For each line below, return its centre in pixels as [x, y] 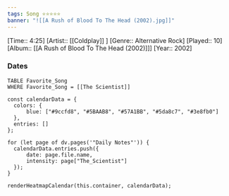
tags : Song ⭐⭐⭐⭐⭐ [34, 14]
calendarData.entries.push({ [56, 149]
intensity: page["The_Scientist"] [77, 161]
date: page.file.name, [59, 155]
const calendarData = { [42, 99]
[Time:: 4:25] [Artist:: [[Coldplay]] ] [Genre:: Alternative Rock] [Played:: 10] [115, 40]
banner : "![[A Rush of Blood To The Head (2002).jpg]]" [91, 20]
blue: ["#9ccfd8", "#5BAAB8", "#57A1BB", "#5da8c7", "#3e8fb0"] [122, 111]
